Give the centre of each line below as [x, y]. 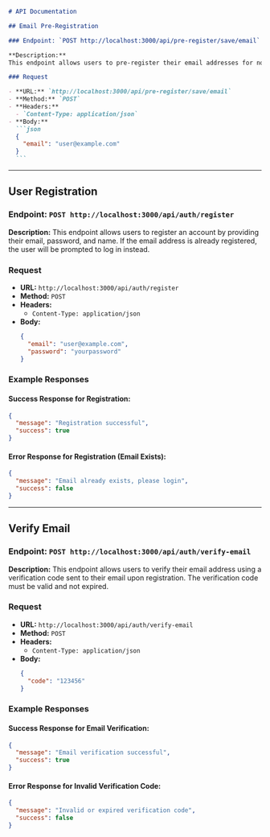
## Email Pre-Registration [53, 26]
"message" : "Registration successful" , [82, 423]
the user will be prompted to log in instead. [79, 249]
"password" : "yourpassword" [75, 351]
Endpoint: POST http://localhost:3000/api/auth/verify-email [130, 551]
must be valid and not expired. [59, 586]
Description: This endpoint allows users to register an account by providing [134, 232]
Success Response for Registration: [70, 399]
